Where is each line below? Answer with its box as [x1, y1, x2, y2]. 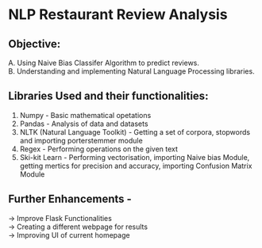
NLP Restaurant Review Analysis [8, 6, 228, 24]
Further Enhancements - [8, 193, 133, 206]
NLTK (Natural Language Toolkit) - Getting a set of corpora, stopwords [19, 127, 251, 136]
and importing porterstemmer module [19, 135, 143, 145]
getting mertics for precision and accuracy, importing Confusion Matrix [19, 161, 252, 170]
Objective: [8, 37, 61, 51]
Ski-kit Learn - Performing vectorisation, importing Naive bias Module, [19, 152, 250, 162]
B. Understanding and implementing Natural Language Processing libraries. [8, 67, 256, 76]
